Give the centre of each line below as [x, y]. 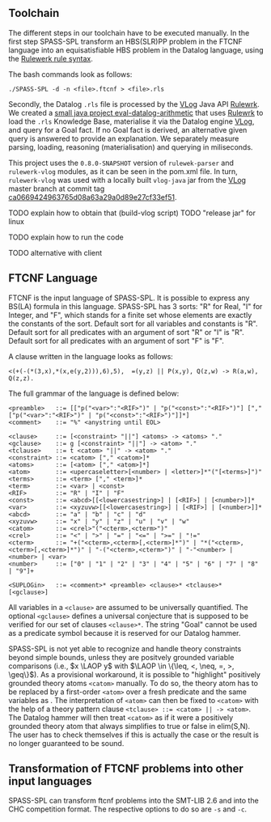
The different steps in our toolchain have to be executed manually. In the [129, 32]
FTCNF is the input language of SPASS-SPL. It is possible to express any [129, 298]
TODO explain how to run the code [66, 237]
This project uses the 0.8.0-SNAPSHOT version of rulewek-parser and [121, 163]
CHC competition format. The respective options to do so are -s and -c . [128, 809]
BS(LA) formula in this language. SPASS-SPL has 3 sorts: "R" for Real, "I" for [135, 306]
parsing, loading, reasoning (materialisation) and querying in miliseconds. [131, 147]
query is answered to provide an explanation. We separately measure [124, 138]
